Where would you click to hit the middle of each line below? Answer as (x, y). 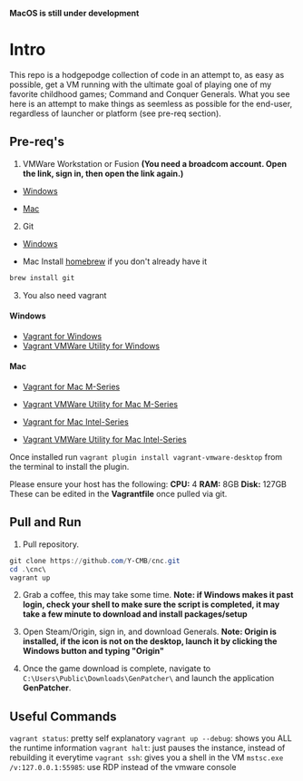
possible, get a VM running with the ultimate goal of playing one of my (141, 84)
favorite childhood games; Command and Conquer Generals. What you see (150, 93)
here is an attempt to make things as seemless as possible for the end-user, (151, 103)
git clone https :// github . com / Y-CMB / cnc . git (95, 561)
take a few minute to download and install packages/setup (135, 614)
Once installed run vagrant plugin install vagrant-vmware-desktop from (146, 457)
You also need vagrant (64, 295)
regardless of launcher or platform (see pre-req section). (116, 113)
